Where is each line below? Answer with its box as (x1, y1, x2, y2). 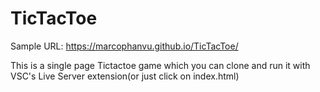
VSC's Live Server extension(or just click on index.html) (10, 70, 240, 82)
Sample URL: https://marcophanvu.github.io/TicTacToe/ (10, 40, 239, 52)
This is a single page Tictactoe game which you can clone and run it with (10, 59, 311, 71)
